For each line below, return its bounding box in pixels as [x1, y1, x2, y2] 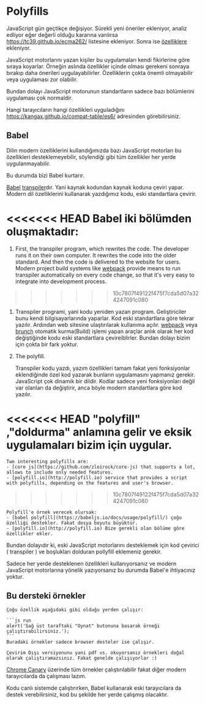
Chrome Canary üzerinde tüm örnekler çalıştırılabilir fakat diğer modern [6, 666, 187, 673]
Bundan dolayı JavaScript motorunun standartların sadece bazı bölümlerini [6, 87, 195, 95]
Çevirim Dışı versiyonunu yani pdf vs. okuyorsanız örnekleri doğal [6, 650, 185, 656]
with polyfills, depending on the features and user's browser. [6, 480, 174, 486]
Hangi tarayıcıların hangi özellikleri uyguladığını [6, 106, 125, 113]
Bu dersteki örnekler [6, 591, 86, 601]
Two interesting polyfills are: [6, 458, 89, 464]
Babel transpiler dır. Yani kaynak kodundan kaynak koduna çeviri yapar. [6, 183, 185, 191]
